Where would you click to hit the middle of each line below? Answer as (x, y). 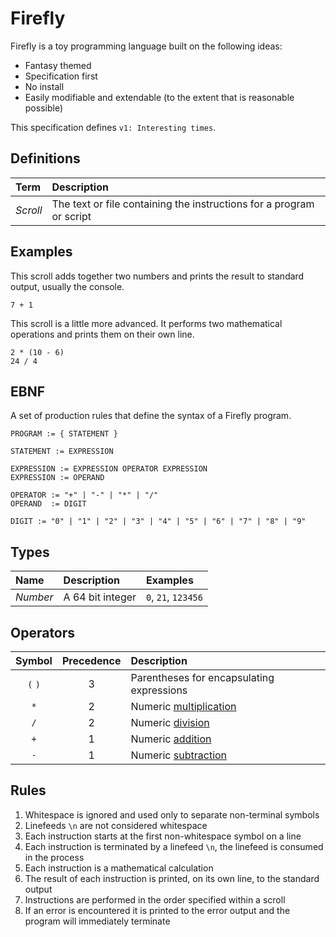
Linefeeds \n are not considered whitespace (116, 825)
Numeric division (170, 722)
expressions (159, 690)
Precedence (91, 660)
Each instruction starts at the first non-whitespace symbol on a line (163, 836)
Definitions (45, 158)
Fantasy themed (58, 65)
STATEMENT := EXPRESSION (62, 452)
